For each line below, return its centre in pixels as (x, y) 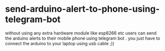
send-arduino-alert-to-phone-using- (82, 9)
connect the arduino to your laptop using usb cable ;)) (60, 43)
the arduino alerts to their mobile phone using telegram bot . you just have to (83, 38)
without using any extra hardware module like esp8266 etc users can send (81, 33)
